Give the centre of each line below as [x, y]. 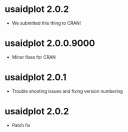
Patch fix [21, 125]
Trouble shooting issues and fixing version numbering [67, 91]
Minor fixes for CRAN [34, 57]
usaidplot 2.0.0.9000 [50, 43]
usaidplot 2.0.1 [36, 77]
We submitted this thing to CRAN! [46, 23]
